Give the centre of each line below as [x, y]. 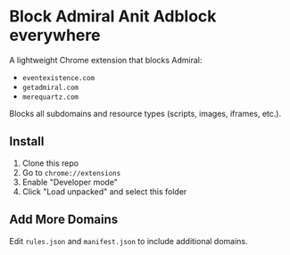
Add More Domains [64, 220]
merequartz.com [50, 97]
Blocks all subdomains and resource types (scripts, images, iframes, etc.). [145, 113]
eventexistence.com [58, 78]
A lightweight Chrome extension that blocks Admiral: [106, 60]
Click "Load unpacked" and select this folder [104, 191]
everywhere [55, 35]
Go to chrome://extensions [71, 172]
